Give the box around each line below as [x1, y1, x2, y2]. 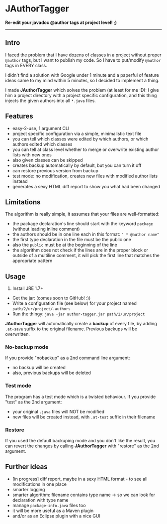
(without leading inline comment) [12, 226, 80, 232]
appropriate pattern [12, 258, 53, 264]
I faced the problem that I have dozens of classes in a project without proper [5, 52, 162, 58]
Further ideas [5, 463, 48, 471]
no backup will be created [12, 365, 66, 371]
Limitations [5, 198, 41, 206]
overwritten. [5, 331, 30, 337]
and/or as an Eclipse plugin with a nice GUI [12, 513, 100, 519]
